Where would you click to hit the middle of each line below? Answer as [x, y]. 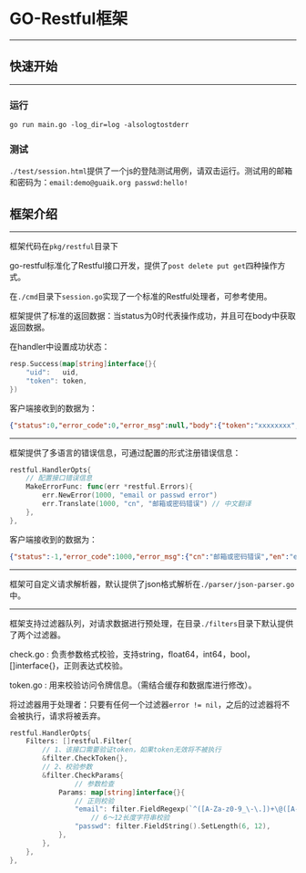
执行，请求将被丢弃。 [65, 715]
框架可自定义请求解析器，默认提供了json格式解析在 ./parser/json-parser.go [152, 584]
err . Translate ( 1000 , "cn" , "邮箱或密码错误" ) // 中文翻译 [147, 504]
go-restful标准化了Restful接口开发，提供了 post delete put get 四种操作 [143, 266]
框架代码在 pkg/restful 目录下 [64, 247]
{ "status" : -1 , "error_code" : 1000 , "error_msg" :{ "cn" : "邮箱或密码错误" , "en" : [149, 557]
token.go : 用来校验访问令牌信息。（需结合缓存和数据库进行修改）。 [133, 685]
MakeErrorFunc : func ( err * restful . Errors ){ [110, 487]
